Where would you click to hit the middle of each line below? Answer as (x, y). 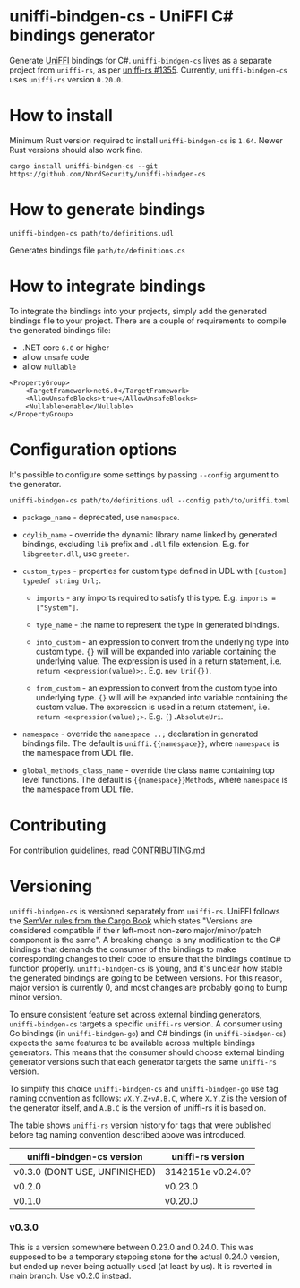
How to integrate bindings (107, 286)
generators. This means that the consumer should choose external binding (147, 1052)
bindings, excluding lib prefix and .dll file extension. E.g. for (135, 544)
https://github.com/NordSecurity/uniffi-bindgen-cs (107, 174)
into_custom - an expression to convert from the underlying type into (162, 641)
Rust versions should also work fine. (76, 150)
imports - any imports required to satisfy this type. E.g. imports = (155, 597)
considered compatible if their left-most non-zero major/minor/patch (136, 930)
